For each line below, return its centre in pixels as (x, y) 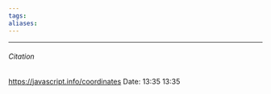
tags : (17, 16)
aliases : (23, 23)
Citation (21, 56)
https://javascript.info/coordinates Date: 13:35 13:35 (94, 81)
